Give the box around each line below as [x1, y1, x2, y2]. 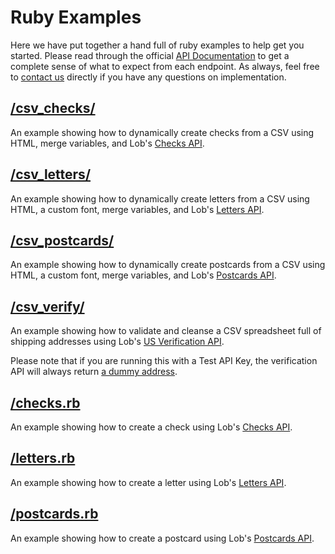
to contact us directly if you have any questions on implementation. [10, 71, 287, 83]
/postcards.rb [10, 506, 99, 523]
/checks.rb [10, 394, 81, 411]
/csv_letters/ [10, 166, 92, 183]
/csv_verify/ [10, 298, 85, 315]
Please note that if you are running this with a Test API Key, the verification [10, 355, 318, 367]
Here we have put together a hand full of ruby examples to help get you [10, 39, 305, 51]
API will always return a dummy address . [10, 366, 178, 378]
